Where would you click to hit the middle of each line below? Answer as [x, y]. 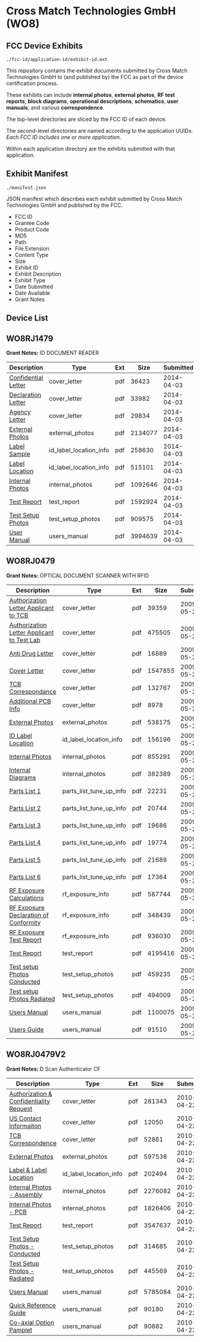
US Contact [25, 1118]
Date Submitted [34, 286]
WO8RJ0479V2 [36, 1055]
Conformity [25, 922]
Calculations [26, 898]
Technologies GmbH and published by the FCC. [65, 205]
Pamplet [21, 1330]
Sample [20, 454]
